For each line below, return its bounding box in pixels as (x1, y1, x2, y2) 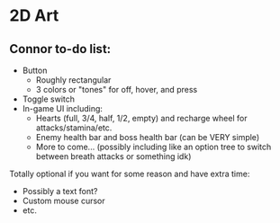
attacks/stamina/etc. (35, 122, 113, 133)
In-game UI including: (22, 103, 104, 113)
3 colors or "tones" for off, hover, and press (35, 85, 198, 94)
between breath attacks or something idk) (35, 151, 192, 162)
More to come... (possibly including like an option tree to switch (35, 141, 272, 152)
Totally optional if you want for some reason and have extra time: (9, 168, 250, 179)
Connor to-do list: (9, 41, 112, 57)
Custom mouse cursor (22, 195, 105, 206)
